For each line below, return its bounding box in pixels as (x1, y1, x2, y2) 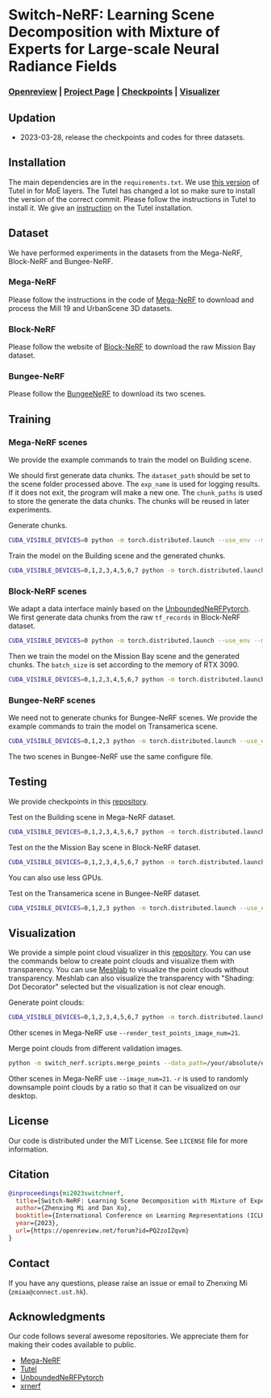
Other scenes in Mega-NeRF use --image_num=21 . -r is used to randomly (8, 1074, 248, 1084)
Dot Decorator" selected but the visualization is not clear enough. (8, 982, 226, 992)
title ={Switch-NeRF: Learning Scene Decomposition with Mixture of (15, 1197, 248, 1205)
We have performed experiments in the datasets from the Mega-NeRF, (8, 248, 243, 258)
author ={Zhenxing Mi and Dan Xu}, (15, 1204, 131, 1212)
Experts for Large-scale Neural (8, 40, 219, 58)
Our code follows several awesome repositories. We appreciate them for (8, 1331, 248, 1341)
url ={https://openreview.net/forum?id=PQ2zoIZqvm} (15, 1227, 190, 1235)
